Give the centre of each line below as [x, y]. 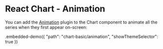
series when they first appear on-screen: [46, 27]
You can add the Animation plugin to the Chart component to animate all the [81, 22]
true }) [11, 41]
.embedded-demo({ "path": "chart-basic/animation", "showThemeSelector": [82, 37]
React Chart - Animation [55, 9]
